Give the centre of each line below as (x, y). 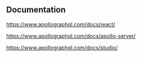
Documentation (36, 10)
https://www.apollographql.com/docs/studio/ (62, 47)
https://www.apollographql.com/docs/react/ (61, 24)
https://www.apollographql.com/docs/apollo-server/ (71, 36)
